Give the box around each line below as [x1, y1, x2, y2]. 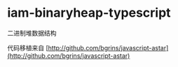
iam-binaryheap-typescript [7, 5, 171, 21]
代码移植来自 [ [7, 43, 49, 52]
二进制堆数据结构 [7, 29, 57, 37]
